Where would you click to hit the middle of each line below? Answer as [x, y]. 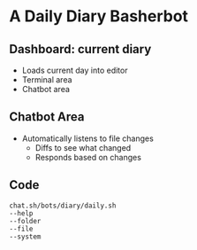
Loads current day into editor [75, 70]
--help [21, 213]
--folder [25, 221]
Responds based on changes [88, 157]
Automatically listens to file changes [88, 138]
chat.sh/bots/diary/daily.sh [63, 206]
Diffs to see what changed [83, 147]
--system [25, 237]
